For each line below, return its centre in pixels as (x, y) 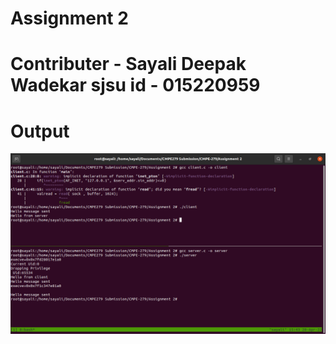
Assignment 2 (69, 18)
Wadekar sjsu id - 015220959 (135, 85)
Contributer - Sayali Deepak (128, 64)
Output (40, 131)
